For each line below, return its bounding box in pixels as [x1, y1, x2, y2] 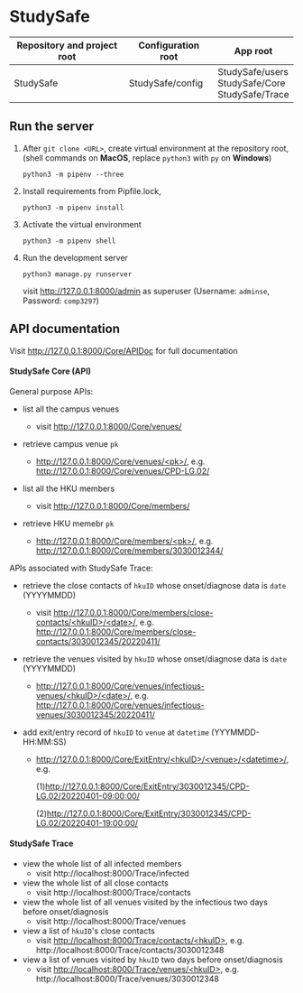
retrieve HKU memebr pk [22, 517, 115, 529]
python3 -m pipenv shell [22, 237, 116, 246]
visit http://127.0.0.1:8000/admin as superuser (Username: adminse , [22, 285, 271, 296]
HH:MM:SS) [22, 736, 68, 747]
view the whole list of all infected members [22, 858, 182, 868]
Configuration [138, 39, 200, 51]
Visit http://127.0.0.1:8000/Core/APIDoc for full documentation [9, 345, 238, 356]
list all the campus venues [22, 404, 120, 414]
